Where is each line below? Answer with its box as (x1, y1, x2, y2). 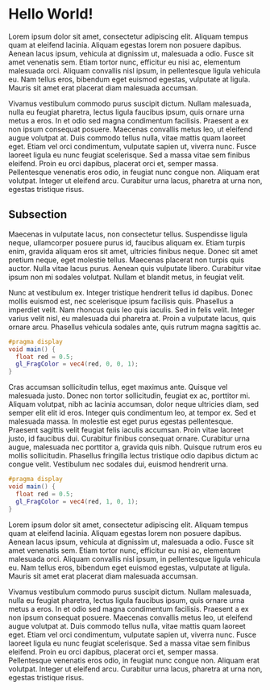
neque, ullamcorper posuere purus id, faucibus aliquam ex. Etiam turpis (8, 237, 246, 247)
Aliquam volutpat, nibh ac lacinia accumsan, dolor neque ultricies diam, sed (8, 399, 260, 409)
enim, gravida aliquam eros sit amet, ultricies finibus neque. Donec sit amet (8, 246, 258, 256)
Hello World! (8, 5, 93, 23)
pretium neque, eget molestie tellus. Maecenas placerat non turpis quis (8, 255, 244, 265)
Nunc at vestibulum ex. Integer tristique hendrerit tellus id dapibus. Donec (8, 287, 254, 297)
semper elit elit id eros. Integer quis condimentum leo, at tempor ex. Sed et (8, 408, 256, 418)
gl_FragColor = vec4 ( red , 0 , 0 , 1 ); (15, 360, 139, 368)
